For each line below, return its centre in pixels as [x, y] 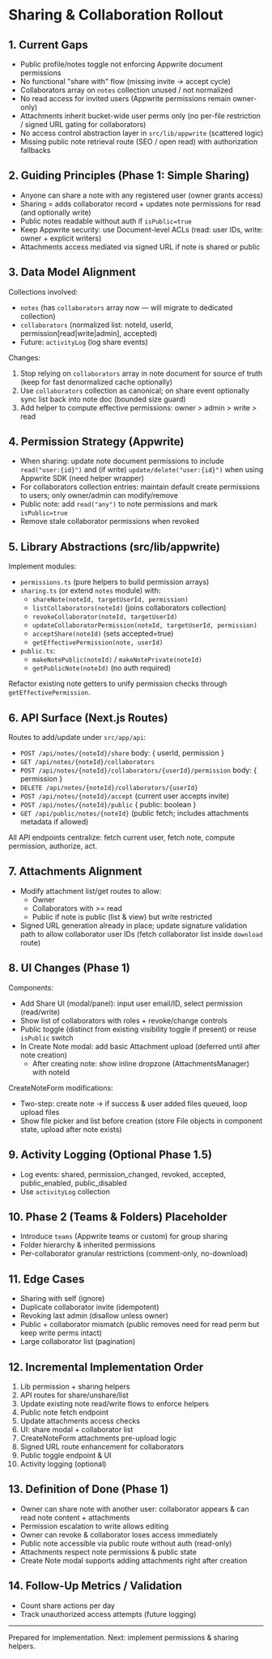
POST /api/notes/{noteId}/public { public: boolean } [108, 805]
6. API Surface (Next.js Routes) [88, 718]
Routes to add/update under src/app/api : [77, 738]
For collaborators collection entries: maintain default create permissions [140, 487]
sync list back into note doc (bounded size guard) [103, 399]
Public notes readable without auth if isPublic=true [106, 221]
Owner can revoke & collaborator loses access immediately [119, 1534]
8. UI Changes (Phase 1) [70, 968]
